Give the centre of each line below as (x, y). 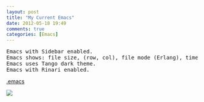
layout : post (23, 12)
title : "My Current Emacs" (40, 18)
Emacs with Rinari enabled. (48, 70)
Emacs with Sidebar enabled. (49, 52)
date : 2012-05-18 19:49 (36, 23)
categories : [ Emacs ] (32, 35)
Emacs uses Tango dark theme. (51, 64)
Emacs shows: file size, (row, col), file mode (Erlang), (94, 58)
